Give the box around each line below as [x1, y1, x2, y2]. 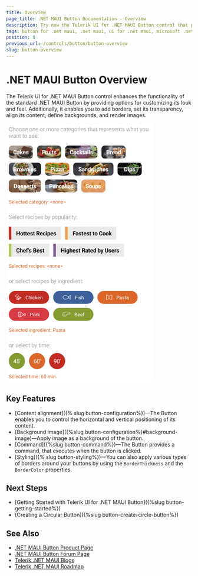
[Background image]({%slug [14, 428, 84, 435]
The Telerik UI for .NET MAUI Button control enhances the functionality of [6, 92, 184, 100]
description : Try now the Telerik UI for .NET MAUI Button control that [6, 22, 189, 28]
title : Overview [6, 9, 46, 15]
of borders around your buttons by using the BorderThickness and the [14, 459, 184, 467]
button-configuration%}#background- [85, 428, 178, 435]
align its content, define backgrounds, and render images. [6, 111, 147, 118]
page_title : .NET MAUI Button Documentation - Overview [6, 15, 146, 22]
